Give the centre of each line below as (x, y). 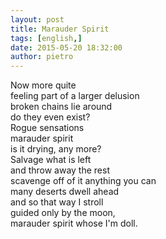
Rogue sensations (47, 128)
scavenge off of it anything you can (83, 181)
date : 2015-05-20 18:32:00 (66, 47)
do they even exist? (50, 117)
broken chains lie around (61, 107)
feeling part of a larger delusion (75, 96)
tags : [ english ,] (46, 38)
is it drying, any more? (56, 149)
